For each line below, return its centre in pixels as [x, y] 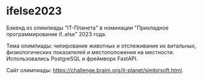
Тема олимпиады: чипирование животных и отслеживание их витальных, [101, 46]
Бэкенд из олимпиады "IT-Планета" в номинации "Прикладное [87, 28]
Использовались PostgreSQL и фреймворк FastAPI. [72, 58]
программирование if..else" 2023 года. [56, 34]
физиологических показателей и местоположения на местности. [90, 52]
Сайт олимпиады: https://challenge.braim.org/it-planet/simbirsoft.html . [95, 70]
